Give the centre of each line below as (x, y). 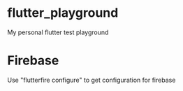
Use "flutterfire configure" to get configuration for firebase (91, 80)
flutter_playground (63, 13)
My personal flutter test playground (58, 32)
